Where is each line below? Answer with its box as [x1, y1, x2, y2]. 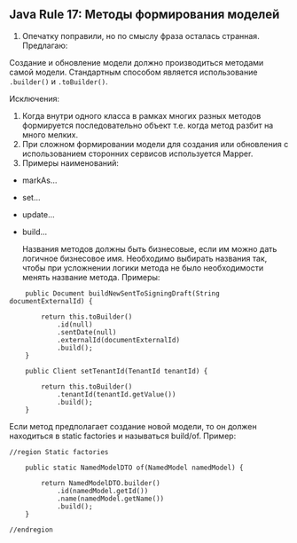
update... [21, 209, 55, 220]
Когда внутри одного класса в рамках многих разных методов [21, 110, 262, 121]
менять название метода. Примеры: [21, 271, 160, 282]
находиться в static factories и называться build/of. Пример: [9, 430, 237, 441]
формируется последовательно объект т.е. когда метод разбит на [21, 120, 274, 130]
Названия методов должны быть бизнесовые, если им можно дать [21, 243, 277, 254]
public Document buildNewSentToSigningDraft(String [25, 288, 220, 298]
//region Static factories [9, 447, 109, 456]
